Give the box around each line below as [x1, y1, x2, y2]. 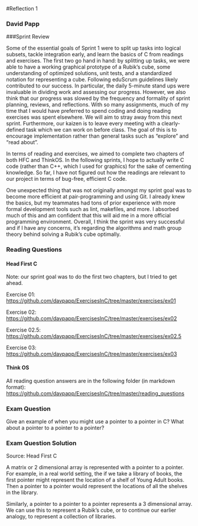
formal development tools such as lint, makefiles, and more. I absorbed [6, 206, 179, 213]
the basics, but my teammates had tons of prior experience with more [6, 199, 176, 206]
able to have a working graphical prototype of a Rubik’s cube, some [6, 63, 170, 70]
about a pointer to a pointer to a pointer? [6, 424, 105, 431]
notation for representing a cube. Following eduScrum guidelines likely [6, 76, 178, 83]
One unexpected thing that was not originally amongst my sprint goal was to [6, 187, 192, 194]
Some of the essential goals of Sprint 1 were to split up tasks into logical [6, 44, 181, 52]
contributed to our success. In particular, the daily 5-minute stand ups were [6, 82, 190, 89]
